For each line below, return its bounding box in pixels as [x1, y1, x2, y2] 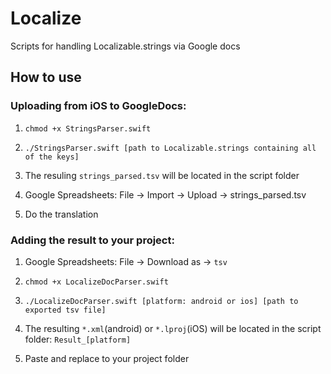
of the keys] [24, 152, 80, 162]
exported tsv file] [24, 305, 107, 315]
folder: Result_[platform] [24, 333, 132, 345]
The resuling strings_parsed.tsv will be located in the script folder [24, 169, 300, 181]
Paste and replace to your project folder [24, 352, 190, 364]
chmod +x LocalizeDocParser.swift [24, 277, 169, 287]
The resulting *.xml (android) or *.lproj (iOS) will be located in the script [24, 322, 322, 334]
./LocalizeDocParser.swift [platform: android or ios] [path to [24, 296, 299, 306]
